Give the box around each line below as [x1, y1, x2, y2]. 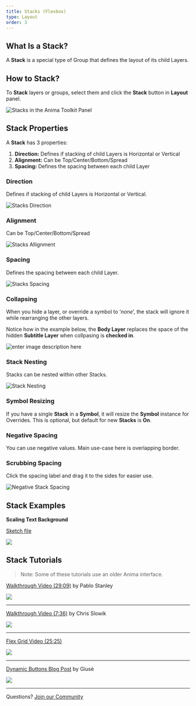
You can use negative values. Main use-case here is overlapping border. [6, 444, 180, 451]
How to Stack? [6, 74, 60, 84]
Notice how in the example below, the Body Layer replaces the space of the [6, 326, 188, 333]
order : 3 [6, 19, 27, 25]
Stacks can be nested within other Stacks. [6, 371, 107, 378]
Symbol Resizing [6, 397, 55, 405]
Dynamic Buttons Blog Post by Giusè [6, 665, 94, 672]
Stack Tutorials [6, 555, 62, 565]
